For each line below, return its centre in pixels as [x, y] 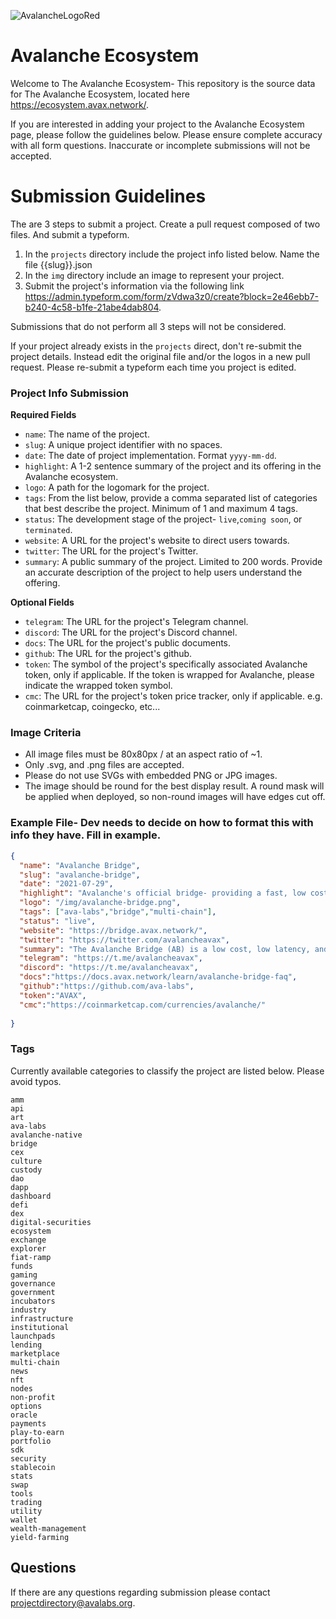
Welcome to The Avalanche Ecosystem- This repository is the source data [163, 83]
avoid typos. [36, 1081]
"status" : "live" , [58, 921]
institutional [40, 1327]
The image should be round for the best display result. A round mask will [174, 786]
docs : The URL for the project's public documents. [128, 643]
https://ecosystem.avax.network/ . [80, 104]
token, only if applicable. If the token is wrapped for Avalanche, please [169, 675]
